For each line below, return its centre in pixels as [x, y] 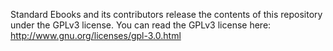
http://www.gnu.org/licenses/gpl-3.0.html [96, 35]
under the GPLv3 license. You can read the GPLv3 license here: [141, 25]
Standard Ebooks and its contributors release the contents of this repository [166, 14]
